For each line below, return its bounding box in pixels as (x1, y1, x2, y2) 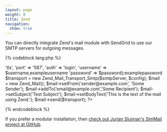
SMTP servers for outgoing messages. (5, 45, 84, 51)
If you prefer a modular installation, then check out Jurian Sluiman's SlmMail (5, 116, 162, 122)
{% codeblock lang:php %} (5, 55, 61, 61)
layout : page (5, 7, 32, 13)
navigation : (5, 21, 30, 27)
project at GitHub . (5, 121, 42, 127)
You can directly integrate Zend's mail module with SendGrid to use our (5, 40, 152, 46)
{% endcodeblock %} (5, 106, 50, 112)
